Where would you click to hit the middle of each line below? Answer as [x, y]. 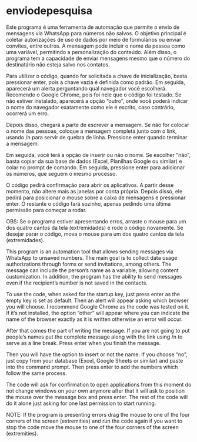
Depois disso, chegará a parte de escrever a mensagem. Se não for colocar [98, 125]
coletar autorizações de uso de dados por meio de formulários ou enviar [94, 39]
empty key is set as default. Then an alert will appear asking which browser [98, 300]
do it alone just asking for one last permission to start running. [81, 403]
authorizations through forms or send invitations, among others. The [89, 264]
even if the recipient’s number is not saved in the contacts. [77, 283]
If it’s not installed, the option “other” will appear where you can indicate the [98, 313]
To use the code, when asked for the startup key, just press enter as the [93, 294]
